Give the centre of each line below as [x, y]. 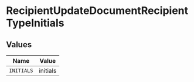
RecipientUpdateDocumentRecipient [97, 11]
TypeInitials [35, 23]
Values [19, 44]
